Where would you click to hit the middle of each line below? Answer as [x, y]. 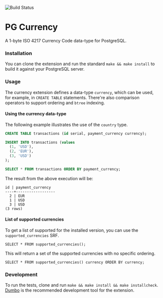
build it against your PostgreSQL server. [45, 69]
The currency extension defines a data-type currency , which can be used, [79, 92]
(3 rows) [14, 209]
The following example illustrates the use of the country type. [66, 125]
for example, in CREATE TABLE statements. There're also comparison [72, 97]
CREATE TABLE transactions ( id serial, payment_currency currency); [76, 133]
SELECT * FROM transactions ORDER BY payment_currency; [63, 169]
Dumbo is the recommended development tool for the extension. [70, 290]
